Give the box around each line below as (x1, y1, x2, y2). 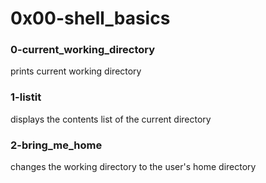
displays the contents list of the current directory (10, 113, 212, 125)
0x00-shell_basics (10, 7, 171, 30)
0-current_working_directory (10, 43, 156, 57)
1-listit (10, 90, 42, 104)
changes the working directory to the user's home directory (10, 161, 257, 173)
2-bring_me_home (10, 138, 103, 152)
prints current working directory (10, 65, 142, 77)
